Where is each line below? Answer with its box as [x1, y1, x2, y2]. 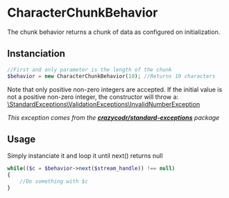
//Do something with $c [19, 178, 89, 185]
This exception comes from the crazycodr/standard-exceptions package [7, 113, 220, 122]
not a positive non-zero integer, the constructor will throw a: [7, 92, 179, 101]
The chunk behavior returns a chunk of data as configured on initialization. [7, 28, 221, 36]
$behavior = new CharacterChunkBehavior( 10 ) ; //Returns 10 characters [7, 73, 216, 80]
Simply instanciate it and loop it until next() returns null [7, 152, 163, 160]
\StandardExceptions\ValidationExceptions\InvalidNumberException [7, 100, 200, 108]
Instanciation [7, 48, 66, 60]
